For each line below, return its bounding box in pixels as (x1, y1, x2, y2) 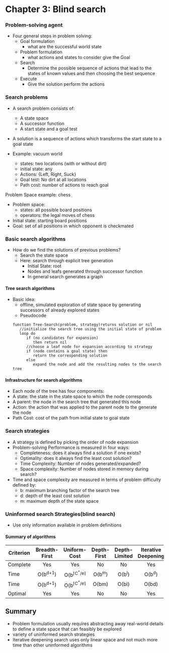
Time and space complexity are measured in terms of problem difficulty (12, 477, 161, 483)
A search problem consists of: (12, 105, 75, 111)
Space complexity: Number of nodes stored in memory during (20, 465, 149, 472)
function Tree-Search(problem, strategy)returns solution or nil (12, 322, 152, 327)
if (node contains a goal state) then (26, 349, 108, 354)
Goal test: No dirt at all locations (20, 176, 87, 183)
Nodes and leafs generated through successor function (27, 268, 143, 274)
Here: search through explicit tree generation (20, 258, 114, 264)
